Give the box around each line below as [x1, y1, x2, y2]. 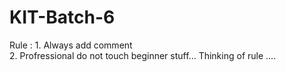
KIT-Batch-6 [9, 6, 116, 29]
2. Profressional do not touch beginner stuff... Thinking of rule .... [9, 49, 277, 61]
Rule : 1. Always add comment [9, 39, 133, 51]
